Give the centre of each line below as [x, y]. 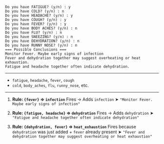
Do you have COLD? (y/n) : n [35, 11]
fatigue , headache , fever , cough [43, 80]
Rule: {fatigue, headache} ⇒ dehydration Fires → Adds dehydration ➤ [83, 113]
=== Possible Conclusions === [36, 50]
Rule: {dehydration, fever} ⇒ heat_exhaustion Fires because [74, 127]
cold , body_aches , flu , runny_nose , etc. [50, 85]
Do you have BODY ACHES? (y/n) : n [41, 28]
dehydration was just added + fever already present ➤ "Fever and [78, 132]
